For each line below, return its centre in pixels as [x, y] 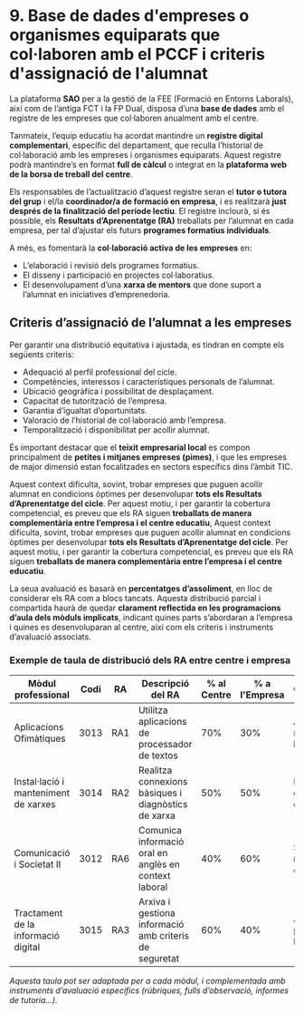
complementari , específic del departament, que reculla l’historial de [137, 145]
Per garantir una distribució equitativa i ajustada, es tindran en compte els [147, 345]
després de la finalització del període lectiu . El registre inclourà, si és [140, 210]
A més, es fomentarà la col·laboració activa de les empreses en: [131, 248]
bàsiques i [161, 793]
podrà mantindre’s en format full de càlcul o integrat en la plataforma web [148, 164]
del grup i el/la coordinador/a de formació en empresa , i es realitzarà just [148, 201]
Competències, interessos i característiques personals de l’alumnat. [148, 381]
